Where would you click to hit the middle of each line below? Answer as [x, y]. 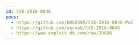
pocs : [12, 17]
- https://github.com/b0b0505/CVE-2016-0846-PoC [72, 22]
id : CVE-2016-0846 [28, 11]
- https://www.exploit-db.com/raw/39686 [61, 33]
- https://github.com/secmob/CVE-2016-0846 [65, 28]
